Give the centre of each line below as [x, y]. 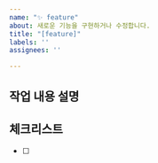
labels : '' [29, 42]
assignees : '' [36, 50]
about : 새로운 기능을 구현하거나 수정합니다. [80, 26]
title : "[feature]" [45, 34]
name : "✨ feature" [44, 17]
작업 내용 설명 [44, 96]
